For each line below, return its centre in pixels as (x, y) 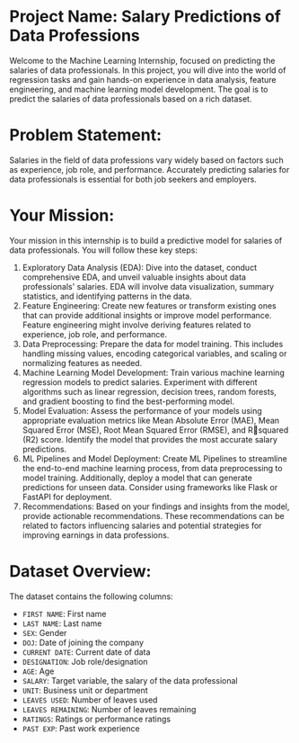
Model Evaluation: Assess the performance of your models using (142, 410)
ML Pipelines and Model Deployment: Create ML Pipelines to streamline (154, 458)
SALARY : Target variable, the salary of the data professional (130, 680)
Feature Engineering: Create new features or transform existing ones (149, 305)
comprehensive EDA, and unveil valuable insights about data (134, 277)
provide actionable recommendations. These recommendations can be (153, 515)
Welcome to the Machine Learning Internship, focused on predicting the (142, 60)
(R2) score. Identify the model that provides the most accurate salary (150, 439)
